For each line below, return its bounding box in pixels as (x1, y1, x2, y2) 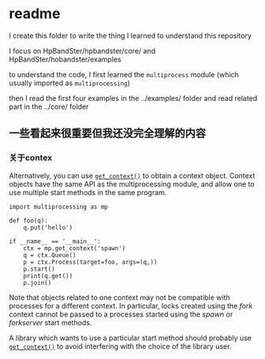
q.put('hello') (23, 223, 73, 231)
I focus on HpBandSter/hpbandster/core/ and (9, 46, 156, 55)
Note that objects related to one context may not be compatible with (9, 293, 231, 302)
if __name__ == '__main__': (9, 237, 102, 245)
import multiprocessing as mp (9, 203, 109, 211)
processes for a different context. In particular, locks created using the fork (9, 301, 253, 310)
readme (9, 5, 61, 23)
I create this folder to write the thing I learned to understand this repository (9, 31, 252, 40)
